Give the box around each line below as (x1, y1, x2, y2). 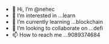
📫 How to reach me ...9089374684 (11, 32, 101, 38)
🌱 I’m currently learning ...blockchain (11, 18, 104, 25)
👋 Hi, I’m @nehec (11, 6, 55, 12)
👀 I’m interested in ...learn (11, 12, 76, 19)
